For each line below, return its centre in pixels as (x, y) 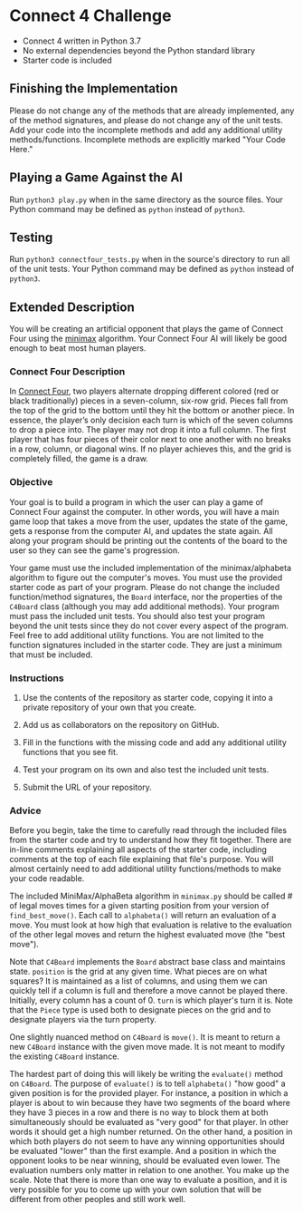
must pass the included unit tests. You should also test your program (137, 616)
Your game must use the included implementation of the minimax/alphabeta (151, 568)
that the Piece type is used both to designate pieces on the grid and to (140, 1010)
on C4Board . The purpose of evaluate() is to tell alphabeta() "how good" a (148, 1083)
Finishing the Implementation (94, 88)
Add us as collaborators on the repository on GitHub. (121, 725)
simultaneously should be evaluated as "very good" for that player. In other (149, 1122)
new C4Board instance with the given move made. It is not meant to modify (147, 1047)
